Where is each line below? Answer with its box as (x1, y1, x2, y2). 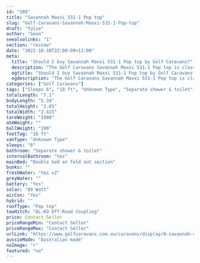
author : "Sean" (6, 31, 44, 37)
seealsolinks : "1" (6, 36, 52, 42)
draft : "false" (6, 25, 44, 32)
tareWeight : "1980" (6, 114, 55, 120)
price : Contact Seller (6, 215, 62, 221)
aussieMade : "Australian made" (6, 237, 84, 243)
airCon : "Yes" (6, 192, 42, 198)
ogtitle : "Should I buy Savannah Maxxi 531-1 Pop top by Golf (11, 70, 169, 76)
